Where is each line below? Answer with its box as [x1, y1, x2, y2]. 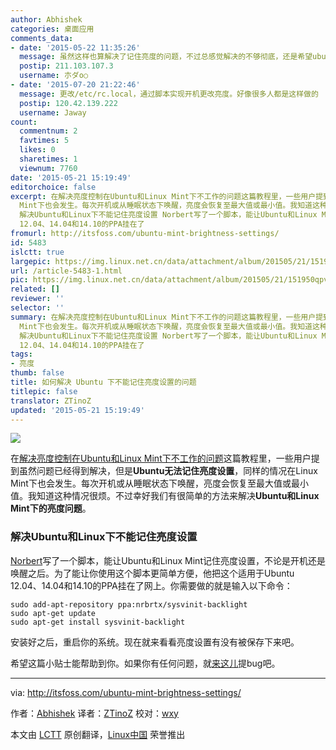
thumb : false [10, 368, 65, 378]
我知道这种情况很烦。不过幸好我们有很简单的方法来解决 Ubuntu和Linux [27, 490, 320, 502]
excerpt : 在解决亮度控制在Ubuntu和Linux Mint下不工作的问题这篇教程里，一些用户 [10, 191, 317, 201]
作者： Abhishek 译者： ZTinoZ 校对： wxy [10, 707, 179, 719]
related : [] [10, 284, 60, 295]
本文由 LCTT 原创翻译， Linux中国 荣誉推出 [10, 728, 186, 740]
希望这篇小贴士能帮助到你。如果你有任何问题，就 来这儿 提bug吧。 [10, 657, 281, 669]
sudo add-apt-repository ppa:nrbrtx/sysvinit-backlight [10, 599, 248, 610]
